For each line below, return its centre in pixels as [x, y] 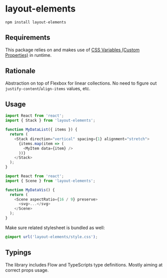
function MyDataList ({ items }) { [41, 130]
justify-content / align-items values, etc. [48, 88]
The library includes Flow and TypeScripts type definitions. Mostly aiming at [84, 264]
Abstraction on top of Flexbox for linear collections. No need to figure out [81, 83]
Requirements [28, 38]
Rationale [20, 71]
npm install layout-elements [36, 22]
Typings [18, 253]
